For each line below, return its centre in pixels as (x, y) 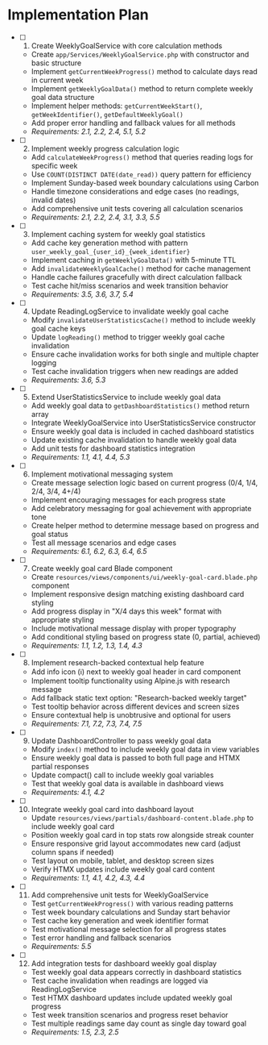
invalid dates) (54, 200)
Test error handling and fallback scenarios (101, 938)
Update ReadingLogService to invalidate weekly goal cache (130, 311)
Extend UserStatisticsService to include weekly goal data (126, 397)
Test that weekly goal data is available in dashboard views (128, 783)
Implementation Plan (78, 15)
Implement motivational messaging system (102, 474)
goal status (50, 534)
